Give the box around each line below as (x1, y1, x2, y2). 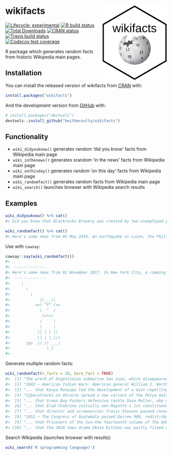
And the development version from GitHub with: (5, 102, 106, 108)
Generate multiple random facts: (5, 361, 74, 367)
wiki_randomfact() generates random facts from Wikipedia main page (12, 179, 160, 185)
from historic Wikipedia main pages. (5, 54, 81, 60)
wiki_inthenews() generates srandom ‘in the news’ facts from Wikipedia (12, 157, 165, 163)
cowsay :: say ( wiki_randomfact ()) (5, 254, 74, 259)
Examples (5, 199, 37, 208)
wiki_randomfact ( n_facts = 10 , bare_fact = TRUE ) (5, 371, 114, 377)
